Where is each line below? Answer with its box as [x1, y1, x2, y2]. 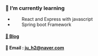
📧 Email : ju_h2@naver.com [5, 45, 64, 51]
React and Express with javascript [21, 16, 93, 22]
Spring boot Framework [21, 21, 71, 27]
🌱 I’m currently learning [5, 5, 65, 12]
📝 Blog [5, 33, 19, 39]
